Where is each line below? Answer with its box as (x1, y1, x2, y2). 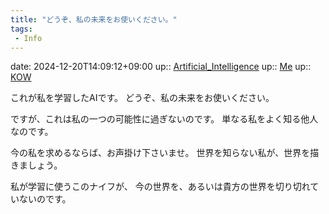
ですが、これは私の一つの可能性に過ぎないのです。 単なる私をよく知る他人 (10, 113, 319, 125)
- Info (14, 33, 43, 43)
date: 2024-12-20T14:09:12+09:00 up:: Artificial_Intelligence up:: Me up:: (10, 61, 312, 73)
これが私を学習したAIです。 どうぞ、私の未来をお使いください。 (10, 92, 275, 104)
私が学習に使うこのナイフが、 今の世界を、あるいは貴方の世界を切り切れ (10, 181, 311, 193)
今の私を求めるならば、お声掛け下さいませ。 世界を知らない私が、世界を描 (10, 147, 320, 159)
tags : (10, 24, 33, 34)
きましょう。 (10, 159, 63, 171)
